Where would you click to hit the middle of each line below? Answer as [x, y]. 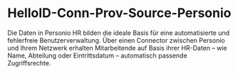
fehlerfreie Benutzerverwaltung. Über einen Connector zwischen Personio [117, 40]
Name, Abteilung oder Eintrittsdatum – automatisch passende [97, 55]
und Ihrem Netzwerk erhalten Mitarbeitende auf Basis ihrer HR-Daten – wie [117, 48]
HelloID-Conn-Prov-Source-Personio [119, 13]
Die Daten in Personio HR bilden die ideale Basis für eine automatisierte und [119, 33]
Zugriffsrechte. [29, 63]
